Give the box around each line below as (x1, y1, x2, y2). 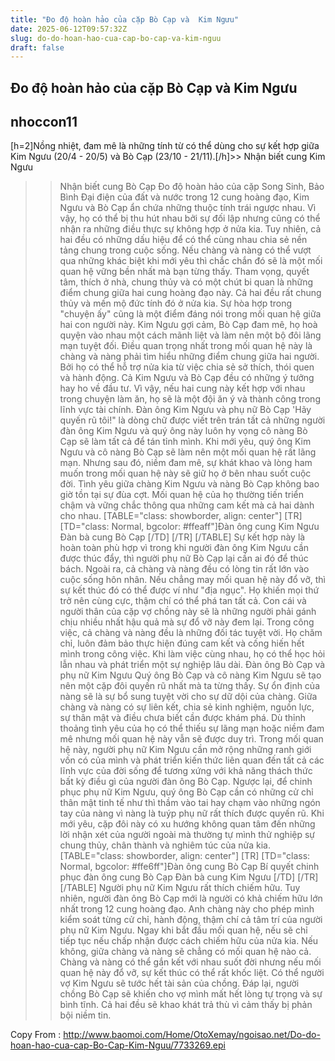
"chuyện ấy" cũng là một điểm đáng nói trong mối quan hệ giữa (59, 308, 322, 320)
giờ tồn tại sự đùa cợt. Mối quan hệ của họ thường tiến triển (59, 489, 305, 501)
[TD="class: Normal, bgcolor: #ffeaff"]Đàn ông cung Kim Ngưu (59, 521, 320, 533)
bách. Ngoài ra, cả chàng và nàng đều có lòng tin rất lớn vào (59, 563, 310, 575)
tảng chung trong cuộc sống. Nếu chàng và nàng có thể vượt (59, 244, 312, 256)
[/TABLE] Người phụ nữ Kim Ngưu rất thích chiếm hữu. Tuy (59, 882, 301, 894)
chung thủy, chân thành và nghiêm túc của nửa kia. (59, 839, 271, 851)
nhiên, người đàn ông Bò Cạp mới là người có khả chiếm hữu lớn (59, 892, 323, 905)
